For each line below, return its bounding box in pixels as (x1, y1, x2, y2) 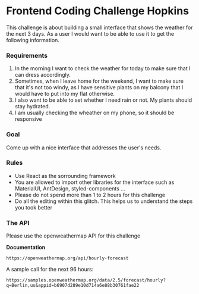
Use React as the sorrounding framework (14, 172, 116, 179)
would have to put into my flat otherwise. (14, 90, 115, 98)
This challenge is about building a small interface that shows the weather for (6, 24, 193, 31)
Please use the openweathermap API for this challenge (6, 232, 141, 239)
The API (6, 218, 30, 227)
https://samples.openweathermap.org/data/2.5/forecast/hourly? (6, 277, 166, 283)
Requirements (6, 51, 48, 60)
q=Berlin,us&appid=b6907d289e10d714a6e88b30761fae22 (6, 283, 140, 289)
